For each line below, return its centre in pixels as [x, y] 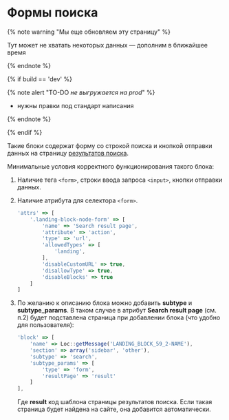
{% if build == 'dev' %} [40, 79]
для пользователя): [45, 325]
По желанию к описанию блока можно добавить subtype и [105, 303]
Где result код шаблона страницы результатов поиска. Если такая [115, 402]
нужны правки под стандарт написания [75, 105]
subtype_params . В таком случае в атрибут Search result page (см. [117, 311]
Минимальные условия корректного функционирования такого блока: [111, 166]
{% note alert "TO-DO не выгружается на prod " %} [81, 92]
